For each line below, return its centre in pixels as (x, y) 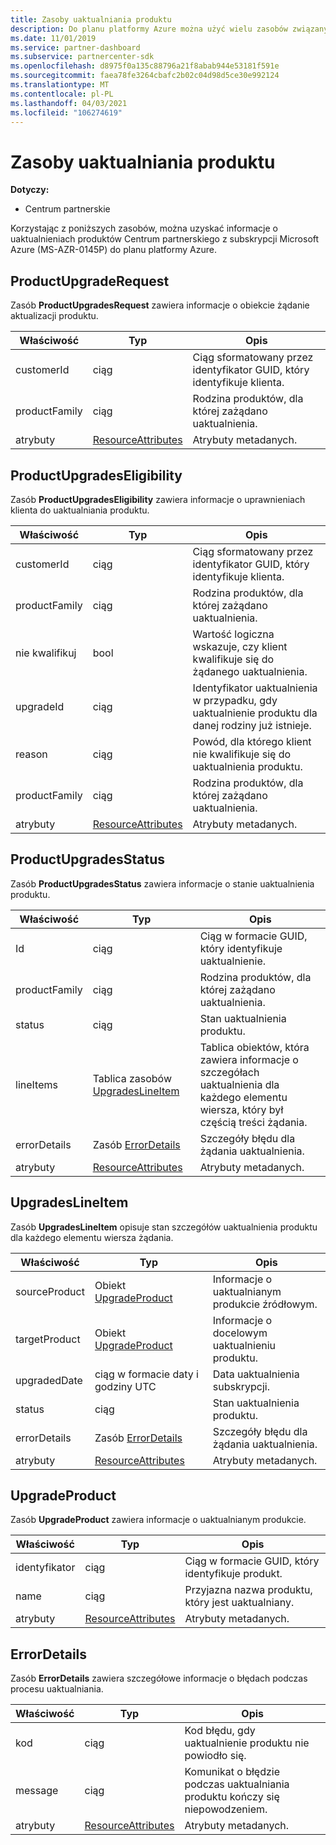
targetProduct (48, 1339)
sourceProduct (50, 1291)
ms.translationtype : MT (60, 85)
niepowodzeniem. (226, 1809)
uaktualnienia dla (239, 1084)
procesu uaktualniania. (57, 1689)
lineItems (36, 1084)
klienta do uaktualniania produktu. (80, 510)
